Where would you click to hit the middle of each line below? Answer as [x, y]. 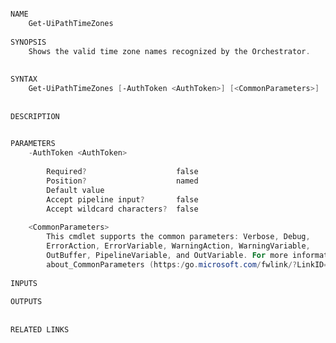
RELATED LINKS [40, 329]
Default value [75, 190]
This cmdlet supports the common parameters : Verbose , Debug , [178, 237]
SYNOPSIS [28, 42]
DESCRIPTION [35, 116]
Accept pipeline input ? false [122, 199]
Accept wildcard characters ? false [122, 209]
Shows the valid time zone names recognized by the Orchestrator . [169, 51]
